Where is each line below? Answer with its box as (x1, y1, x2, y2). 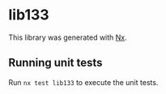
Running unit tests (8, 56, 103, 70)
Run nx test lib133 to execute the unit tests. (8, 77, 159, 87)
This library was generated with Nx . (8, 32, 127, 42)
